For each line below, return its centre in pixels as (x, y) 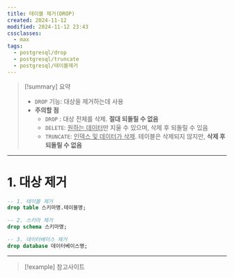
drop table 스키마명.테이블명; (47, 208)
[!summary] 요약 (47, 86)
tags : (15, 46)
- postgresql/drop (40, 53)
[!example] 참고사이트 (54, 267)
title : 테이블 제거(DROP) (41, 14)
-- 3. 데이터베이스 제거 (37, 240)
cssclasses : (24, 33)
